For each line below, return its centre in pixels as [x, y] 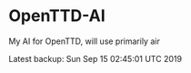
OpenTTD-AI [57, 16]
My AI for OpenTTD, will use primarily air [84, 41]
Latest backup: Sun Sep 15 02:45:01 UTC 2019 [95, 58]
